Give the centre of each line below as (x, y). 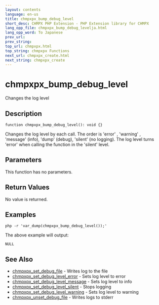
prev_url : (15, 37)
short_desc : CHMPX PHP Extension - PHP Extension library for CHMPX (77, 23)
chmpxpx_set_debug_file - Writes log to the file (60, 271)
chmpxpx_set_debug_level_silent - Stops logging (62, 287)
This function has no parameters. (39, 172)
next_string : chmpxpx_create (35, 60)
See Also (19, 259)
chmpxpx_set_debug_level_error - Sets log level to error (69, 276)
